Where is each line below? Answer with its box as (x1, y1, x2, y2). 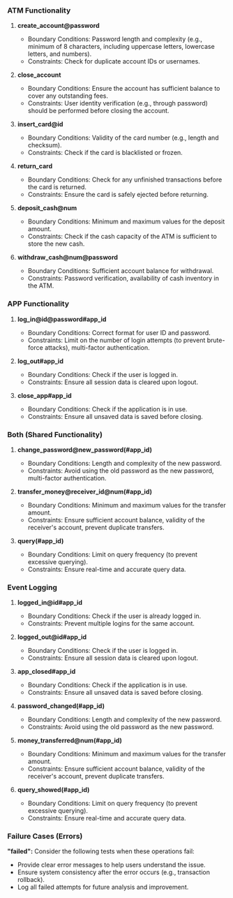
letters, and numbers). (27, 50, 92, 58)
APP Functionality (7, 299, 70, 309)
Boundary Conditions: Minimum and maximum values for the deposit (27, 217, 225, 226)
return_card (17, 162, 53, 170)
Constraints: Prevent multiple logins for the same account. (27, 619, 195, 628)
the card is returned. (27, 183, 87, 191)
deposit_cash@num (17, 204, 77, 212)
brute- (206, 336, 225, 344)
